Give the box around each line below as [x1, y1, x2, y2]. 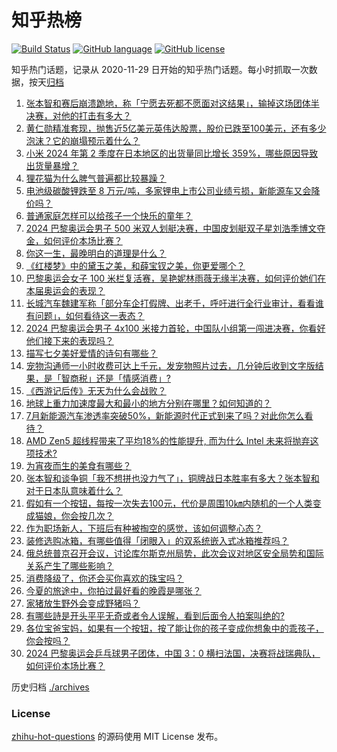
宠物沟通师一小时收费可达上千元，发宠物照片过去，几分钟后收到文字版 [25, 359, 316, 371]
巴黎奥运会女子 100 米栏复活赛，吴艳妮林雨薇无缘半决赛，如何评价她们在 [25, 272, 327, 284]
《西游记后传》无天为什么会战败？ [25, 384, 167, 396]
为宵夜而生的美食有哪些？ [25, 459, 132, 471]
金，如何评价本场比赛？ [25, 234, 123, 246]
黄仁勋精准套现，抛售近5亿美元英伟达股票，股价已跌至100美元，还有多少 [25, 122, 327, 134]
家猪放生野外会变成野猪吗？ [25, 597, 141, 609]
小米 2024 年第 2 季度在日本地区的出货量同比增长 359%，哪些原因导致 [25, 147, 319, 159]
